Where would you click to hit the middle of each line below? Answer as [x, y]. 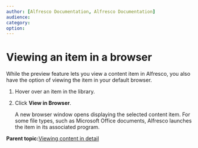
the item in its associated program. [57, 127]
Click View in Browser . [43, 103]
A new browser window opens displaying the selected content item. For [102, 115]
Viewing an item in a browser [79, 57]
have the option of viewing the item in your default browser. [79, 80]
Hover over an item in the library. [55, 92]
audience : [18, 17]
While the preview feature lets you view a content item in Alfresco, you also [98, 74]
